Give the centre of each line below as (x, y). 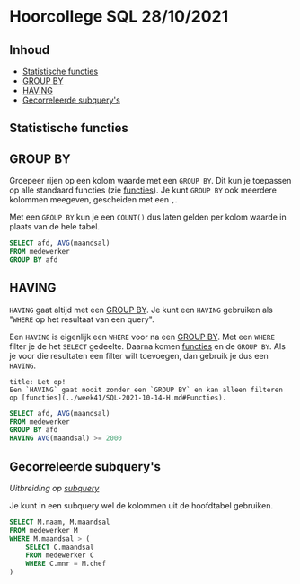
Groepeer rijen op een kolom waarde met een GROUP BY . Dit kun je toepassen (150, 181)
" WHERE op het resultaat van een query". (82, 319)
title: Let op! (38, 382)
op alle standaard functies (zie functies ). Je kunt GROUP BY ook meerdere (143, 190)
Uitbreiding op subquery (54, 488)
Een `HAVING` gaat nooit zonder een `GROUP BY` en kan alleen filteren (146, 390)
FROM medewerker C (60, 555)
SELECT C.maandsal (60, 547)
